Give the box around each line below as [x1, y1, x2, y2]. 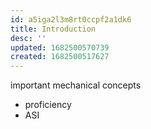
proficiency [24, 99, 72, 111]
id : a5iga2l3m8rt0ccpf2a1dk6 [10, 14, 132, 25]
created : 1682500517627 [10, 52, 110, 62]
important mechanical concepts [10, 79, 142, 91]
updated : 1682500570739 [10, 42, 110, 53]
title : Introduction [10, 24, 97, 34]
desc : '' [10, 33, 47, 43]
